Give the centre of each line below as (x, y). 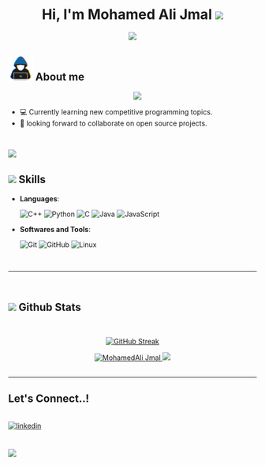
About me (60, 77)
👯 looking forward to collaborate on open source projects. (113, 123)
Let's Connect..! (49, 398)
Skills (32, 180)
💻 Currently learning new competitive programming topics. (116, 111)
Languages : (39, 198)
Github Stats (50, 307)
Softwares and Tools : (55, 229)
